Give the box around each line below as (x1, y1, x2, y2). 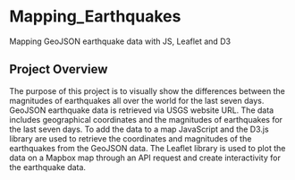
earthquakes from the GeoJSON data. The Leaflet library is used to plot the (9, 142, 286, 153)
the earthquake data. (9, 161, 87, 172)
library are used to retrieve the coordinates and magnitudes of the (9, 133, 252, 144)
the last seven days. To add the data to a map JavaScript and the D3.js (9, 124, 270, 134)
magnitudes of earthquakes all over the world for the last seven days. (9, 95, 265, 106)
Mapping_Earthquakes (9, 6, 181, 27)
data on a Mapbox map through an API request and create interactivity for (9, 152, 282, 163)
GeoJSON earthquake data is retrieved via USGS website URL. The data (9, 105, 274, 116)
